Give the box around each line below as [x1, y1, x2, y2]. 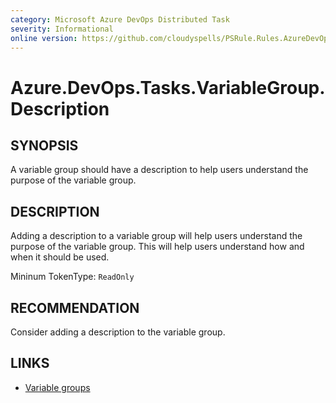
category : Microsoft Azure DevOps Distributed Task [10, 14, 230, 25]
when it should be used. [10, 251, 110, 263]
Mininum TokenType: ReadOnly [10, 271, 135, 283]
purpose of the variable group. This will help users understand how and [10, 241, 305, 253]
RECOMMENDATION [10, 299, 140, 316]
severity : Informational [10, 24, 114, 34]
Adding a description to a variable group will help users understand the [10, 230, 303, 242]
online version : [10, 33, 78, 43]
